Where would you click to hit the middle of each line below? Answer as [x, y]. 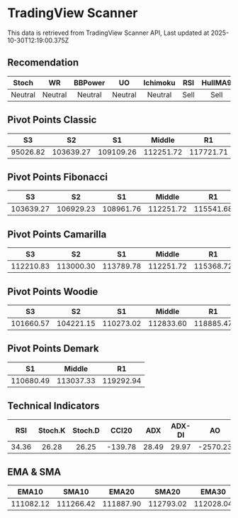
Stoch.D [86, 430]
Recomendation [43, 63]
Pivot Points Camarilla [57, 234]
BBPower [89, 82]
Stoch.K [52, 430]
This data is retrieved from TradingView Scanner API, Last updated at [108, 33]
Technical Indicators [53, 406]
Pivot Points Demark [53, 349]
